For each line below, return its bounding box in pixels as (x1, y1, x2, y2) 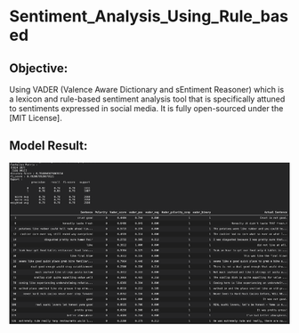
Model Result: (9, 138, 88, 153)
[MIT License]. (9, 113, 62, 123)
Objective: (9, 61, 69, 76)
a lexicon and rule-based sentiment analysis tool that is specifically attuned (9, 93, 286, 104)
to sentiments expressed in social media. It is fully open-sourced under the (9, 103, 284, 113)
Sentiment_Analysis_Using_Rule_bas (9, 6, 289, 27)
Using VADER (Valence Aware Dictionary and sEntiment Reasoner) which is (9, 85, 285, 94)
